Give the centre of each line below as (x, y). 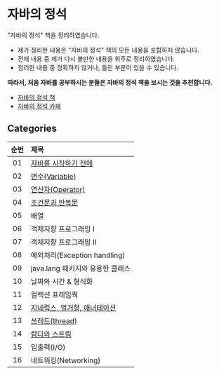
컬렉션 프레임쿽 (54, 294)
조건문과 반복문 (54, 203)
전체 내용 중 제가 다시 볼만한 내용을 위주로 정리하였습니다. (96, 59)
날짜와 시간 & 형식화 (62, 281)
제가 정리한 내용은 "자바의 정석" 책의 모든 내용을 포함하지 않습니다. (108, 50)
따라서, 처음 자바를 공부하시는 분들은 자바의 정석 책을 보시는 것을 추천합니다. (110, 82)
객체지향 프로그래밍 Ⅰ (62, 229)
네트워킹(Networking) (66, 360)
